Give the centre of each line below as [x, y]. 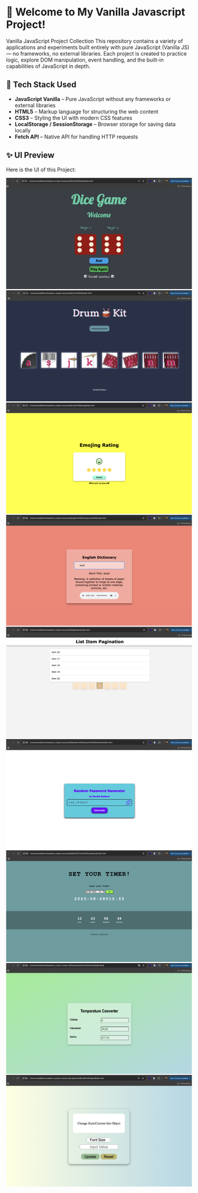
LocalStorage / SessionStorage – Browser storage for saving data [95, 124]
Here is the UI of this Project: [41, 169]
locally [23, 130]
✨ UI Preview [30, 155]
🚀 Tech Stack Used [41, 85]
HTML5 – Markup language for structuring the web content [86, 111]
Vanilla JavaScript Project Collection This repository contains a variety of [95, 41]
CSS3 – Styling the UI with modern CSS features [73, 118]
